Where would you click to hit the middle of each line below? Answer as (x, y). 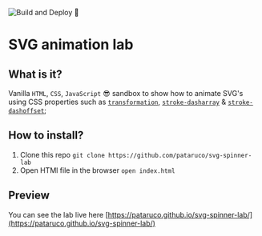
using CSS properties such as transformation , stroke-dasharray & (117, 102)
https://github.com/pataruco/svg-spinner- (180, 155)
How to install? (46, 136)
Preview (29, 196)
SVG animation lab (71, 45)
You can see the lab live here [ (58, 214)
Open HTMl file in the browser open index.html (97, 170)
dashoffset (26, 111)
